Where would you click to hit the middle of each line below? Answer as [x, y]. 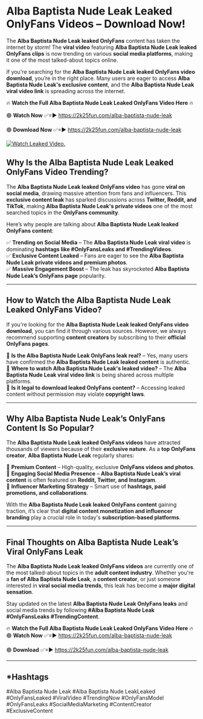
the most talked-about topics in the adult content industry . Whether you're [100, 573]
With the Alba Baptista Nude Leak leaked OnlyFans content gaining [92, 505]
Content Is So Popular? [50, 428]
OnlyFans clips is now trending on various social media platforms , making [100, 53]
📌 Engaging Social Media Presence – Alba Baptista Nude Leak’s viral [94, 474]
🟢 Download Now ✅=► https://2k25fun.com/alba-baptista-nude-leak [94, 130]
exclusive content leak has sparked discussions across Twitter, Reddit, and [101, 199]
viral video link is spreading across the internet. [66, 91]
